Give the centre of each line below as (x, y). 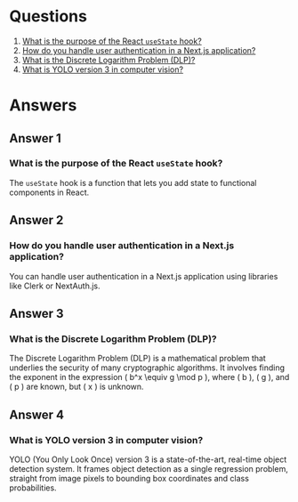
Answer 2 (36, 220)
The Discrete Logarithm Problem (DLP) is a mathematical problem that (138, 359)
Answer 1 (36, 138)
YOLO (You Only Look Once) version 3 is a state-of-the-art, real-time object (148, 459)
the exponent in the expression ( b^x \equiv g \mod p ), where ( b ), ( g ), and (149, 377)
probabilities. (33, 488)
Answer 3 (36, 313)
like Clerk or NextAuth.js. (55, 286)
